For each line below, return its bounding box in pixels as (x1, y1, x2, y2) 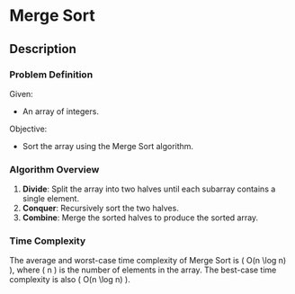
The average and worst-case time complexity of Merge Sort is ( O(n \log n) (9, 255, 287, 266)
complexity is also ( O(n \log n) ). (9, 274, 130, 285)
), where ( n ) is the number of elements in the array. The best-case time (9, 264, 277, 275)
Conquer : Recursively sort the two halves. (22, 203, 180, 214)
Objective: (9, 123, 48, 134)
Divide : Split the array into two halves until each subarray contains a (22, 183, 276, 194)
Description (9, 41, 76, 57)
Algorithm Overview (9, 163, 100, 175)
